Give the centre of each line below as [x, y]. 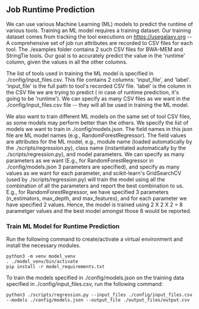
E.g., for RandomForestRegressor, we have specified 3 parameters [87, 192]
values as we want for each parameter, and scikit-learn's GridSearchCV [94, 173]
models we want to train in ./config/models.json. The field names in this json [99, 129]
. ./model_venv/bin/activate [42, 262]
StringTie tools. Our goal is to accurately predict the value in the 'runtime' [96, 55]
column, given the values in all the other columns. [67, 62]
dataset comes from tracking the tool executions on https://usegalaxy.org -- [99, 36]
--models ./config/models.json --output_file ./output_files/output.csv [98, 300]
